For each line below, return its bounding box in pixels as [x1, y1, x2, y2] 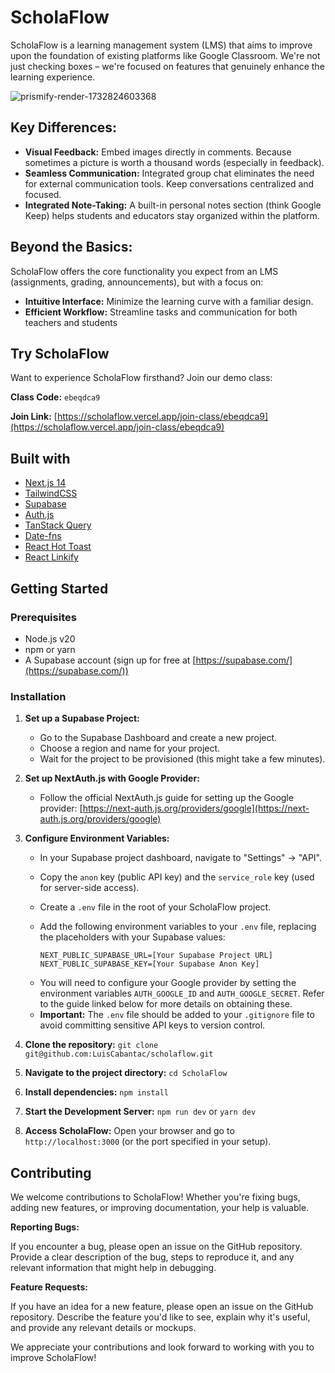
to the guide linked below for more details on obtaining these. [39, 998, 293, 1010]
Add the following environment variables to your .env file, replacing [39, 921, 317, 933]
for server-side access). [39, 882, 140, 894]
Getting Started [10, 580, 109, 597]
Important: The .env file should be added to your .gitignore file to [39, 1009, 315, 1021]
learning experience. [10, 71, 96, 83]
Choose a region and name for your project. [39, 742, 221, 755]
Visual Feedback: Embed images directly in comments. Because [24, 146, 292, 158]
